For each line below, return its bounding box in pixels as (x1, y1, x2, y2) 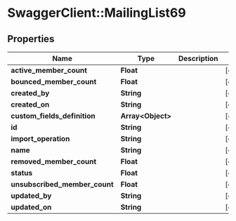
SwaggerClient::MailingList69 (7, 5, 186, 21)
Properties (7, 33, 55, 45)
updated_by (11, 191, 52, 201)
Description (178, 54, 219, 63)
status (11, 168, 33, 178)
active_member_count (11, 65, 88, 75)
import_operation (11, 134, 70, 143)
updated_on (11, 202, 52, 212)
